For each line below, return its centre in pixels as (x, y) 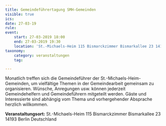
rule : (11, 28)
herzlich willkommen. (27, 104)
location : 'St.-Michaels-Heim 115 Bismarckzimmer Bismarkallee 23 (84, 46)
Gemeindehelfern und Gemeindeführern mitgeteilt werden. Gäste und (76, 94)
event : (12, 32)
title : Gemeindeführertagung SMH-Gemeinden (51, 10)
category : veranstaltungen (42, 55)
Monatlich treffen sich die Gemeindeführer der (52, 78)
